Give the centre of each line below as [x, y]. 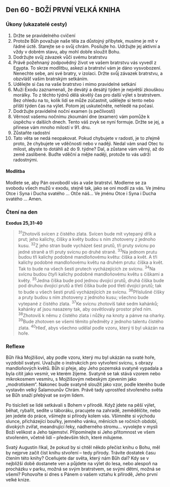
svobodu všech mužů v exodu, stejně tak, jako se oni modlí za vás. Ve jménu [86, 188]
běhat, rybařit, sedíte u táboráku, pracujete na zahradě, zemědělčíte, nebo [83, 411]
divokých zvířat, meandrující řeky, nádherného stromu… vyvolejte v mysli [82, 427]
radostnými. [26, 160]
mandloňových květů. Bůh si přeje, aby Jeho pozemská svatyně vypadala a [84, 368]
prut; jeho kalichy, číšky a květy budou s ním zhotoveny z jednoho [87, 239]
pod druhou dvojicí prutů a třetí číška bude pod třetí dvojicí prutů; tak [90, 286]
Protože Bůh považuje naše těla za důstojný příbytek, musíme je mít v [86, 41]
